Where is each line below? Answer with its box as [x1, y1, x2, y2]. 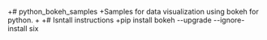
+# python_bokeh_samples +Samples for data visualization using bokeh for [7, 7, 259, 16]
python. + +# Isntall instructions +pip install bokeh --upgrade [7, 15, 212, 25]
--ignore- [213, 15, 245, 25]
